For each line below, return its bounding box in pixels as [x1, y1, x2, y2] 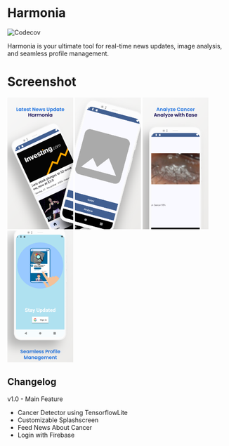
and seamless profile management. [7, 49, 110, 58]
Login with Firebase [17, 431, 75, 439]
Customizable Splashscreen [17, 416, 99, 424]
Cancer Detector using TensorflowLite [17, 408, 129, 417]
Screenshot [7, 74, 77, 90]
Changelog [7, 376, 57, 388]
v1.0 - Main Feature [7, 395, 63, 403]
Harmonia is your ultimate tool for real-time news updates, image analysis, [7, 41, 223, 50]
